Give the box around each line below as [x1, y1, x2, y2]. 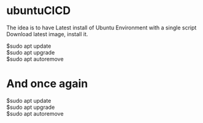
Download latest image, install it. [6, 30, 88, 37]
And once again [6, 77, 88, 91]
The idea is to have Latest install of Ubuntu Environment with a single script [6, 24, 197, 31]
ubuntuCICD [6, 4, 71, 18]
